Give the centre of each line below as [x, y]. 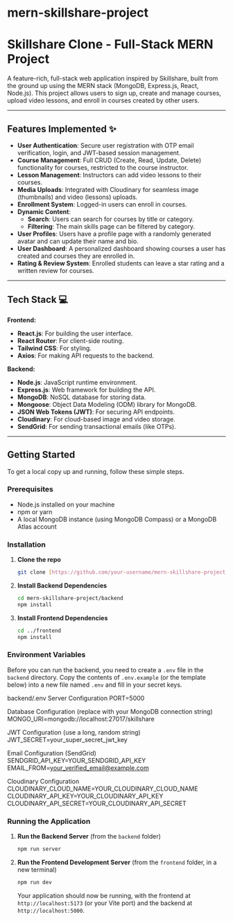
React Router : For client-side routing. [70, 340]
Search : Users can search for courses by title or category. [111, 219]
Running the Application [49, 821]
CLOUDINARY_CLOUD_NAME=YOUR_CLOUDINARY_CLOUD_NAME [103, 789]
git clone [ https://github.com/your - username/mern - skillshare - [111, 572]
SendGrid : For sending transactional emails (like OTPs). [97, 426]
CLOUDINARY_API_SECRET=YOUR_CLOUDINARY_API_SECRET [97, 803]
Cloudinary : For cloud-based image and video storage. [96, 419]
